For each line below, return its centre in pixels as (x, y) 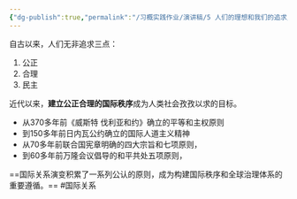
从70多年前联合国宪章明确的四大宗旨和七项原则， (112, 144)
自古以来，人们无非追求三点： (63, 43)
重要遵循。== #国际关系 (53, 185)
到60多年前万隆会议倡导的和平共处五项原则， (104, 155)
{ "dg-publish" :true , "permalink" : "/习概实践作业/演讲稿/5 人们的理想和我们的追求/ (150, 17)
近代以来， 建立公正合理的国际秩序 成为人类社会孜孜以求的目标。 (125, 103)
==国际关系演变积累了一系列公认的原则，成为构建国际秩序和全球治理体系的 (146, 174)
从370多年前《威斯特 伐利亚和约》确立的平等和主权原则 (123, 122)
